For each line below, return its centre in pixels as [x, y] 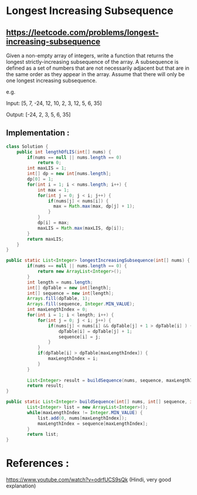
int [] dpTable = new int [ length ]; [69, 288]
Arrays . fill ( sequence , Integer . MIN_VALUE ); [81, 304]
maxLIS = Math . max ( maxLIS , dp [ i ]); [81, 228]
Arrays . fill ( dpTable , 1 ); [59, 299]
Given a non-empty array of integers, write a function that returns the [90, 56]
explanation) [21, 486]
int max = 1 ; [53, 190]
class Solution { [27, 146]
